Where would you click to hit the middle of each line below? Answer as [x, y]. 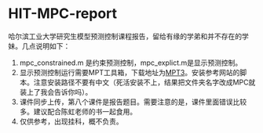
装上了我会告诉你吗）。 [56, 92]
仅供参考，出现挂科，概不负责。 [71, 121]
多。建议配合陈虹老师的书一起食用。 [78, 111]
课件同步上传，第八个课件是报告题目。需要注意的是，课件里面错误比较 [133, 102]
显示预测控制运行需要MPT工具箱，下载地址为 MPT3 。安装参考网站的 [130, 72]
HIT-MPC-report [63, 14]
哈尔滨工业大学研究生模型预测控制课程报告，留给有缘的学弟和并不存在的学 [128, 36]
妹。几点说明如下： [39, 46]
